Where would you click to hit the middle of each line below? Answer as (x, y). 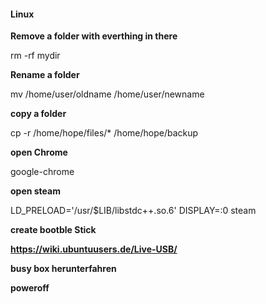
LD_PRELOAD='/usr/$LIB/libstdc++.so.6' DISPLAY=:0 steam (133, 211)
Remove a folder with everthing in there (94, 36)
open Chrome (39, 152)
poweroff (30, 288)
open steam (35, 191)
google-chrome (42, 172)
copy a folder (38, 114)
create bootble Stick (53, 230)
